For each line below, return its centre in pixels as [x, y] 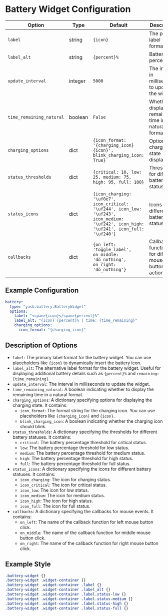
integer [77, 81]
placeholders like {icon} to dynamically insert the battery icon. [77, 363]
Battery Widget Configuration [68, 9]
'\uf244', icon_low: [117, 209]
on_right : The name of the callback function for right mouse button [89, 543]
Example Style [28, 564]
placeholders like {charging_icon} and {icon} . [67, 416]
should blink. [33, 426]
